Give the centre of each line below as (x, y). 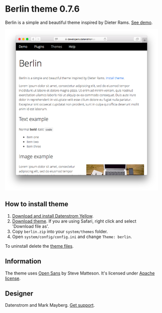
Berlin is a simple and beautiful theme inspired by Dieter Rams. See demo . (79, 22)
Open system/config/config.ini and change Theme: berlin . (72, 237)
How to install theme (37, 204)
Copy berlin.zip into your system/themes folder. (60, 231)
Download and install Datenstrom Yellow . (53, 216)
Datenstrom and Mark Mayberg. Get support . (50, 305)
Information (23, 261)
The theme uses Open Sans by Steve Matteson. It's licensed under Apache (80, 273)
